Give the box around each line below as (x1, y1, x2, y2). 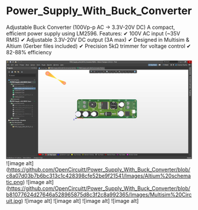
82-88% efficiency (6, 48, 52, 55)
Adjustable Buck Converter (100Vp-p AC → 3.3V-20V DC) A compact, (6, 24, 176, 31)
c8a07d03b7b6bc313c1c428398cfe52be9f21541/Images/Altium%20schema (6, 172, 192, 179)
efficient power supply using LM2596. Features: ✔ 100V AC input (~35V (6, 29, 181, 37)
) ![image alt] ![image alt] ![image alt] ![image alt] (21, 198, 139, 205)
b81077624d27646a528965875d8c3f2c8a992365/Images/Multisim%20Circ (6, 191, 192, 198)
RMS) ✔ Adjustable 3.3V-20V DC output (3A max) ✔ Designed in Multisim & (6, 36, 190, 43)
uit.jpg (6, 198, 22, 205)
